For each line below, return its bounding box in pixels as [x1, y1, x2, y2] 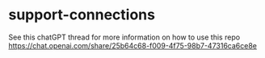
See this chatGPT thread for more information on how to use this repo [8, 32, 241, 42]
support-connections [8, 6, 156, 24]
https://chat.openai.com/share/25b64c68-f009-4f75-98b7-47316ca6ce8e [8, 40, 257, 50]
